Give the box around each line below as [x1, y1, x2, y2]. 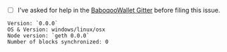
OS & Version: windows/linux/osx [7, 26, 106, 34]
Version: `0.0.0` [7, 20, 59, 27]
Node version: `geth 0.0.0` [7, 32, 90, 39]
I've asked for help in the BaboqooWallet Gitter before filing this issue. [17, 6, 221, 14]
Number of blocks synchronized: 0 [7, 39, 109, 46]
